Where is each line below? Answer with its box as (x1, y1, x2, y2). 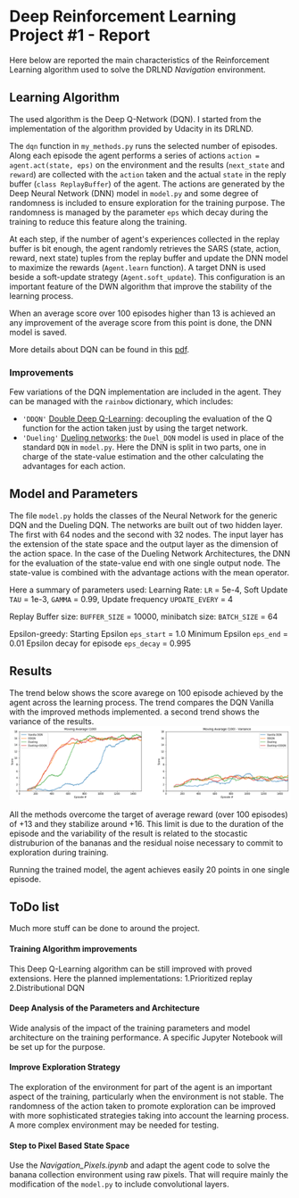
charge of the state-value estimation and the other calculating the (21, 451, 264, 462)
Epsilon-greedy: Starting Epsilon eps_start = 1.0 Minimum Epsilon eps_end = (9, 628, 288, 639)
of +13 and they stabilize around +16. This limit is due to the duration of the (9, 818, 284, 829)
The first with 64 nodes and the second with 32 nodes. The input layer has (9, 529, 284, 540)
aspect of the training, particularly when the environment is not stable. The (9, 1091, 284, 1102)
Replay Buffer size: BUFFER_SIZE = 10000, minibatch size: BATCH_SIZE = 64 (9, 611, 278, 622)
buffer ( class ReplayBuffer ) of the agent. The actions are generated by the (9, 178, 286, 189)
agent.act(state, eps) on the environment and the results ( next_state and (9, 159, 286, 170)
